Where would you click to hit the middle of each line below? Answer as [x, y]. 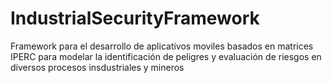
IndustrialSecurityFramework [135, 18]
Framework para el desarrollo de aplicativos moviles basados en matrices [162, 46]
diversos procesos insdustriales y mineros [97, 67]
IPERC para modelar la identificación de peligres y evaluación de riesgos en [166, 56]
